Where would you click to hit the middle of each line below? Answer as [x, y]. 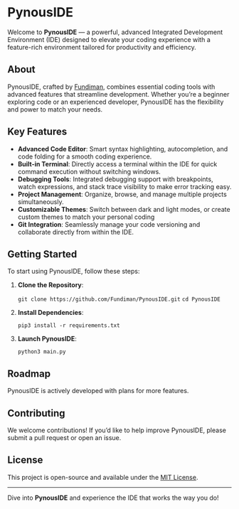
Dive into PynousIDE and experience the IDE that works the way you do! [113, 498]
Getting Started [42, 254]
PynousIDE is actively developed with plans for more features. [98, 391]
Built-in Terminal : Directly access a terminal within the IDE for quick [117, 164]
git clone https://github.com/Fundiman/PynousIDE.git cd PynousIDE [119, 299]
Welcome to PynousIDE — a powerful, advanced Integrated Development [115, 32]
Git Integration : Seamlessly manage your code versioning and [109, 224]
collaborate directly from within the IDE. [75, 232]
